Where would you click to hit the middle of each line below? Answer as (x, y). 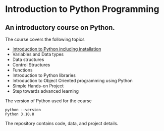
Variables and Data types (38, 54)
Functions (23, 70)
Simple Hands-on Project (38, 86)
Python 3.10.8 (20, 114)
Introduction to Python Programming (82, 9)
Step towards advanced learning (46, 91)
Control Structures (31, 65)
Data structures (28, 60)
